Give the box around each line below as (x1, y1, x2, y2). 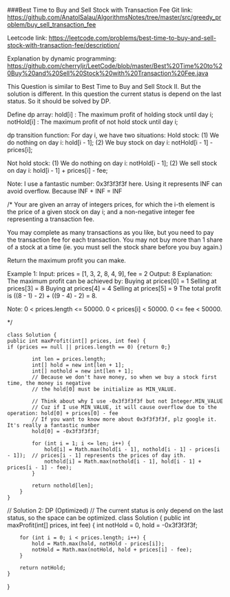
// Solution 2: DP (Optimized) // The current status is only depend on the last (7, 506, 224, 514)
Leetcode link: (7, 34, 48, 42)
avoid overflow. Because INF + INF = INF (7, 187, 123, 195)
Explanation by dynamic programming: (7, 54, 117, 63)
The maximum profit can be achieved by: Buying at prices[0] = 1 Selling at (7, 277, 217, 285)
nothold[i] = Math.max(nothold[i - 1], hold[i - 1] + (43, 458, 202, 465)
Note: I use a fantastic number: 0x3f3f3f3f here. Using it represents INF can (7, 180, 222, 188)
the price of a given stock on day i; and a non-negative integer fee (7, 208, 195, 216)
